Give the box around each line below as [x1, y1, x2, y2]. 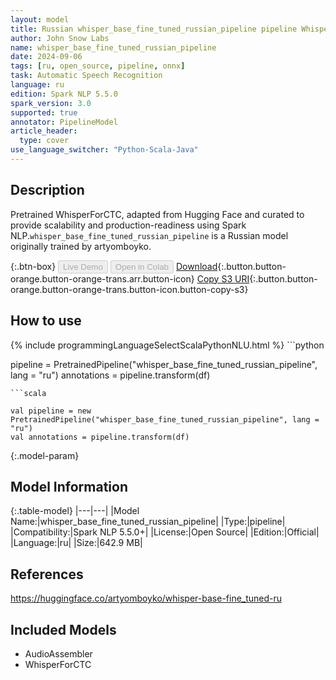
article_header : [10, 126, 78, 136]
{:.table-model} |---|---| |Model [10, 505, 140, 517]
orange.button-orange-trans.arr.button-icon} [10, 272, 195, 285]
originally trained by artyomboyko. [10, 240, 152, 252]
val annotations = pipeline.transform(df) [10, 432, 190, 442]
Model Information [10, 478, 129, 495]
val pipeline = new [10, 406, 92, 416]
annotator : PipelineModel [10, 117, 118, 127]
